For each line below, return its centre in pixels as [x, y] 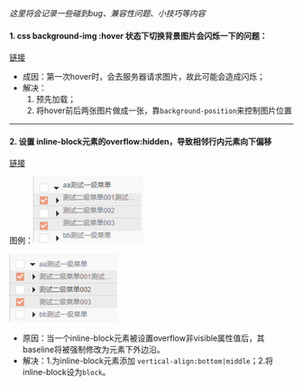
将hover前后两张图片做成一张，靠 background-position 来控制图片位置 [164, 110]
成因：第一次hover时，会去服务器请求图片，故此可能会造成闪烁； [144, 77]
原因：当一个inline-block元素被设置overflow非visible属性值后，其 [143, 338]
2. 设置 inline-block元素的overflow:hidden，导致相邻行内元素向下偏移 [141, 141]
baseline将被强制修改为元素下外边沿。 [93, 350]
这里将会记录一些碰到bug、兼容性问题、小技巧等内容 [107, 13]
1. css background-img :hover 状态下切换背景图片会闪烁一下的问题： [138, 35]
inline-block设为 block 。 [66, 372]
